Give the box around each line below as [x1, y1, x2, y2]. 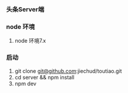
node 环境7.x [14, 37, 46, 44]
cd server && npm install [14, 73, 75, 81]
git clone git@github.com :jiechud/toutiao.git [14, 67, 122, 75]
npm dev [14, 80, 37, 87]
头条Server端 [6, 5, 44, 13]
